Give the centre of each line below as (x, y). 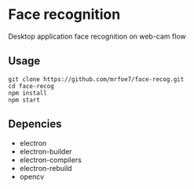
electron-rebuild (46, 168)
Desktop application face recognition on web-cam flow (97, 36)
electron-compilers (51, 160)
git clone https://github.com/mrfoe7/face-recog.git (96, 79)
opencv (32, 176)
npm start (24, 100)
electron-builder (46, 151)
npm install (27, 93)
